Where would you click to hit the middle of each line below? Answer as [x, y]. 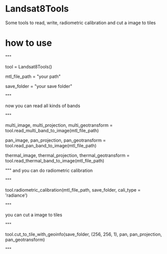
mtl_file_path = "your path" [33, 76]
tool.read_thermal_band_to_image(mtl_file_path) [55, 160]
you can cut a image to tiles [34, 215]
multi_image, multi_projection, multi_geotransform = [59, 125]
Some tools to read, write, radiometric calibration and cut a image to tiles [80, 23]
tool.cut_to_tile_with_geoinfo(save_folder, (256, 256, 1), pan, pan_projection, [83, 234]
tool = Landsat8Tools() [29, 66]
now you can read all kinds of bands [43, 106]
